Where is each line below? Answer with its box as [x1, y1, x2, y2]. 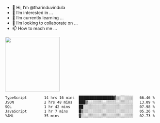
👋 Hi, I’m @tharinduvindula [12, 5, 65, 10]
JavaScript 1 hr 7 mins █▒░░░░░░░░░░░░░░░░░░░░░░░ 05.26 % [5, 109, 155, 114]
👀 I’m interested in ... [12, 10, 53, 15]
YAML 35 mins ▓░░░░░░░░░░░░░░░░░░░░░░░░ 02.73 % [5, 113, 155, 118]
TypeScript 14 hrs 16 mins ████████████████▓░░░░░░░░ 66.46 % [5, 95, 155, 100]
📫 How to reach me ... [12, 26, 57, 31]
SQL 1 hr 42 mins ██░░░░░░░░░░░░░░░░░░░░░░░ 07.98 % [5, 104, 155, 109]
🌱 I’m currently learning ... [12, 15, 64, 20]
